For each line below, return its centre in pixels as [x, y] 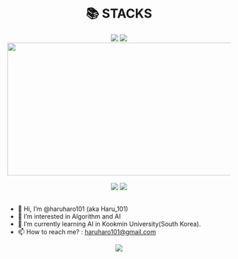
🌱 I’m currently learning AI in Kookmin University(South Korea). [109, 224]
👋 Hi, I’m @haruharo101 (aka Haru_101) [73, 209]
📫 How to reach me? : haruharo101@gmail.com [87, 231]
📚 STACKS [119, 14]
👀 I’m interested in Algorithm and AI [69, 216]
